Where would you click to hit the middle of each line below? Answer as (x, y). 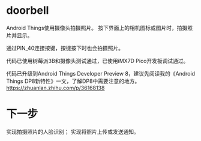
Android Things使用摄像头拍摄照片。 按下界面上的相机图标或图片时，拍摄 (97, 28)
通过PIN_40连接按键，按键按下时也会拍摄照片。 (65, 48)
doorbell (28, 10)
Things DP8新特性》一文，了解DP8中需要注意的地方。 (73, 81)
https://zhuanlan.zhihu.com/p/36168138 (55, 88)
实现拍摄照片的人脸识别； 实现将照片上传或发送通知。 (73, 131)
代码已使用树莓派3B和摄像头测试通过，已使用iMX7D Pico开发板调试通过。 (97, 61)
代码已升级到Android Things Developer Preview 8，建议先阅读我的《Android (101, 73)
